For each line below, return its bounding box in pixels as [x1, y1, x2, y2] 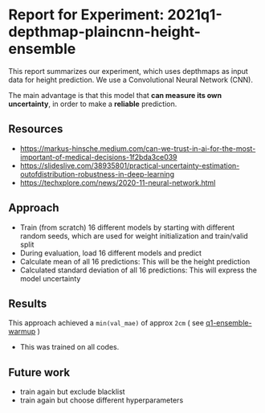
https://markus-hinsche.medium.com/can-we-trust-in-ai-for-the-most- [19, 143, 256, 153]
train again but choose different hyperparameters [19, 395, 184, 405]
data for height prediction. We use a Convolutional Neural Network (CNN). [8, 75, 253, 84]
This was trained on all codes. [19, 342, 120, 352]
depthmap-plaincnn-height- [8, 22, 201, 41]
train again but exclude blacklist [19, 387, 126, 397]
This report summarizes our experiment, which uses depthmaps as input [8, 66, 249, 76]
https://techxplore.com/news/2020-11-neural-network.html [19, 178, 216, 187]
